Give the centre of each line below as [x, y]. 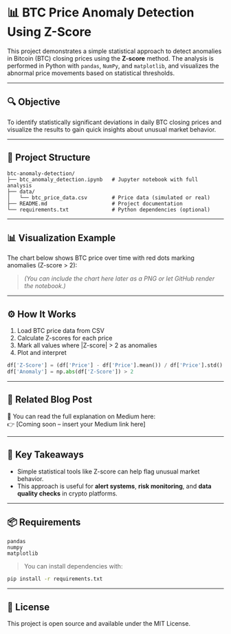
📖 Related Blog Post [50, 400]
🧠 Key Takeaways [46, 455]
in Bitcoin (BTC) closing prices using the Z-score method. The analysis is [111, 58]
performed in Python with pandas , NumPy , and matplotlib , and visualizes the [113, 65]
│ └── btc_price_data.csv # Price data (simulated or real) [109, 197]
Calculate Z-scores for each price [65, 338]
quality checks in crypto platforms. [67, 493]
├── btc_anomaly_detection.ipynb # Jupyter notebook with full [102, 179]
